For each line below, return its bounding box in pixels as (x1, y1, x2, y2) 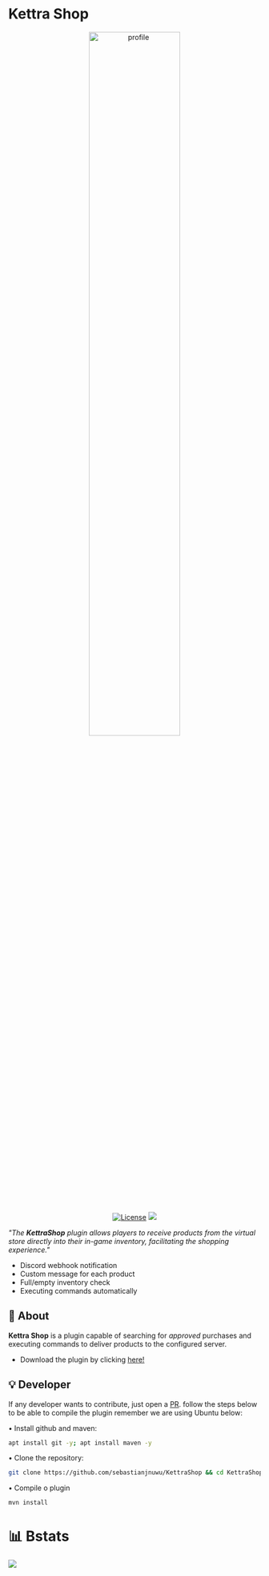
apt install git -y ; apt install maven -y (8, 1439, 152, 1447)
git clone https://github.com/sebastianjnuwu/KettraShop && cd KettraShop (8, 1469, 263, 1477)
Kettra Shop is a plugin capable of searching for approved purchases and (8, 1331, 252, 1340)
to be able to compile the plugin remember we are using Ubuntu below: (8, 1408, 243, 1417)
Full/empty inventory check (19, 1277, 110, 1287)
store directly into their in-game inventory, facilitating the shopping (8, 1236, 230, 1246)
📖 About (8, 1309, 50, 1323)
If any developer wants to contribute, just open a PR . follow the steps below (8, 1399, 258, 1408)
